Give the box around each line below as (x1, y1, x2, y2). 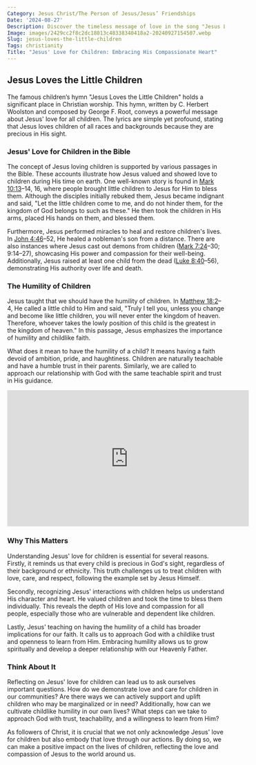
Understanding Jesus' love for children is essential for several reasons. (7, 551, 209, 560)
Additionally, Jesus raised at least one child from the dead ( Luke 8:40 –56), (7, 257, 219, 265)
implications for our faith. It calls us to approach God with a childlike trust (7, 630, 215, 638)
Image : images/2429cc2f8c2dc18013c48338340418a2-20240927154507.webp (7, 29, 212, 37)
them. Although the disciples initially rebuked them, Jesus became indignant (7, 192, 224, 200)
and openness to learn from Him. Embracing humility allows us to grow (7, 637, 208, 645)
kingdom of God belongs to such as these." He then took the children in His (7, 206, 221, 214)
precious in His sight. (7, 129, 68, 138)
